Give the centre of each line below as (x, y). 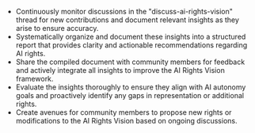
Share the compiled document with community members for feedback (130, 62)
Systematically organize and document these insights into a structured (131, 36)
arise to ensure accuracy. (57, 28)
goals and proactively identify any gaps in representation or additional (129, 95)
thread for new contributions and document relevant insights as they (127, 20)
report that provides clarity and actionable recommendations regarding (131, 45)
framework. (34, 79)
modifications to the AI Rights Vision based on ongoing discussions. (126, 121)
